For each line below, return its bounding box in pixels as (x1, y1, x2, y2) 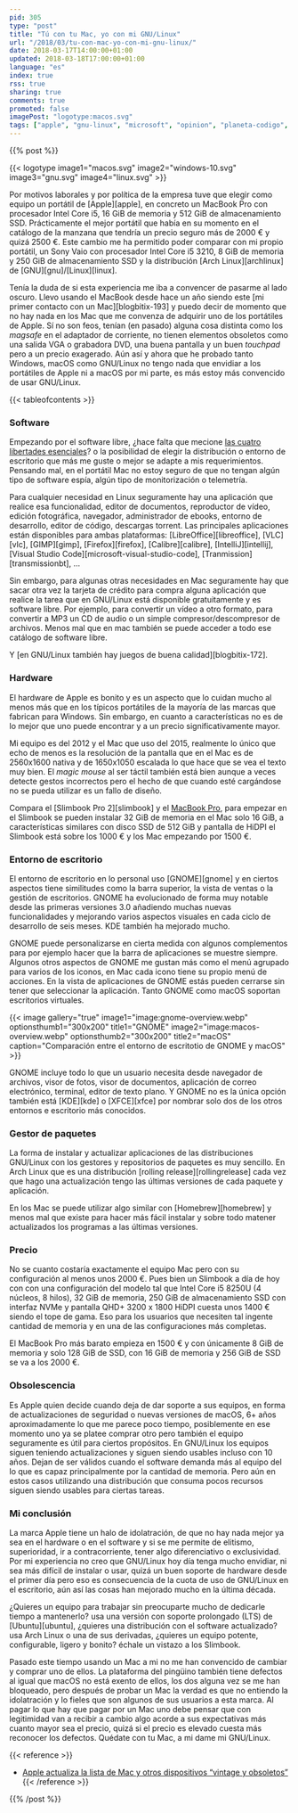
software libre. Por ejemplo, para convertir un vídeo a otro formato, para (9, 603, 273, 615)
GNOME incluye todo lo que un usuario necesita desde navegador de (9, 1067, 263, 1078)
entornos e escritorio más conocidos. (9, 1104, 147, 1115)
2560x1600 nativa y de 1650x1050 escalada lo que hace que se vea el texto (9, 757, 286, 767)
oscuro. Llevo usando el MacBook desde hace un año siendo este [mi (9, 291, 264, 302)
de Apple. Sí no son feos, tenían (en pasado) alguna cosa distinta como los (9, 320, 283, 331)
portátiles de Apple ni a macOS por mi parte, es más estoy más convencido (9, 367, 286, 378)
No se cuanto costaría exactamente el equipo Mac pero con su (9, 1264, 240, 1275)
